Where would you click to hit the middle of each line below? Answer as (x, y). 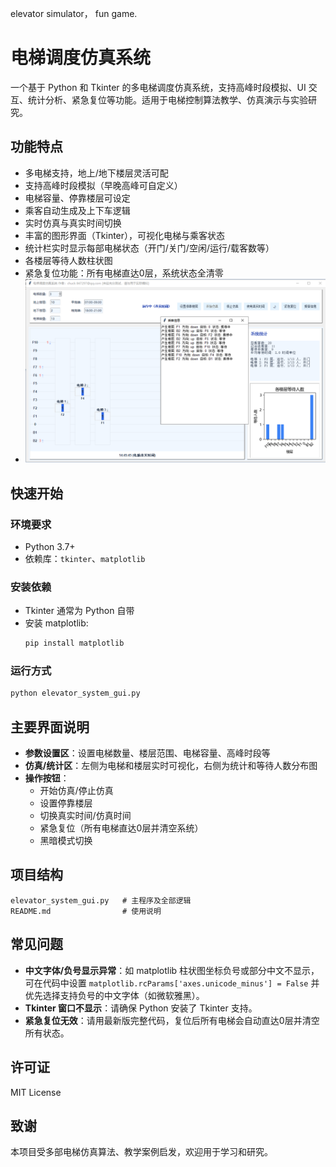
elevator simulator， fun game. (74, 13)
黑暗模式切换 (66, 841)
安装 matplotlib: (56, 623)
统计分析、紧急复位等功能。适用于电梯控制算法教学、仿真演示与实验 (167, 99)
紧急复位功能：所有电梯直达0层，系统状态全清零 (124, 273)
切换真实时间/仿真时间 (85, 816)
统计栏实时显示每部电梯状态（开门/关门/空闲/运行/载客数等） (149, 248)
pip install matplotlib (74, 643)
